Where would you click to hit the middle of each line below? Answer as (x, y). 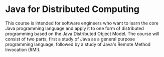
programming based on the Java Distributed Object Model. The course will (82, 33)
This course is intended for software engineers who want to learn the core (82, 23)
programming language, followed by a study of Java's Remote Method (78, 44)
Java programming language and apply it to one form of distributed (75, 28)
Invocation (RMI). (23, 49)
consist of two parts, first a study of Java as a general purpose (70, 39)
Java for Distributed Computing (72, 9)
